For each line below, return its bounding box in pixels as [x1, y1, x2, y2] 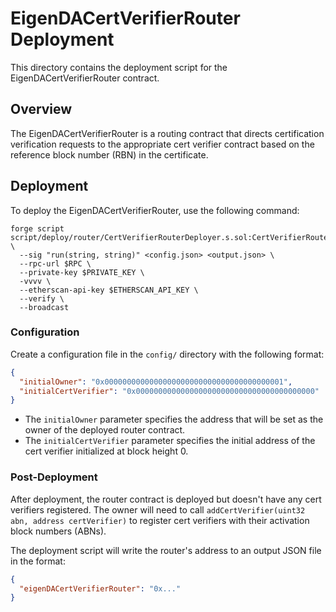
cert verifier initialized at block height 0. [24, 445, 189, 457]
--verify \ [19, 293, 65, 304]
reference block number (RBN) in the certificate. [10, 148, 209, 161]
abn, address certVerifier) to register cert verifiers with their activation [10, 514, 310, 526]
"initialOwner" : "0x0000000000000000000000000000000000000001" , [19, 377, 293, 387]
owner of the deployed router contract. [24, 424, 186, 436]
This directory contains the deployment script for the [10, 61, 228, 73]
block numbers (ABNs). [10, 525, 107, 537]
